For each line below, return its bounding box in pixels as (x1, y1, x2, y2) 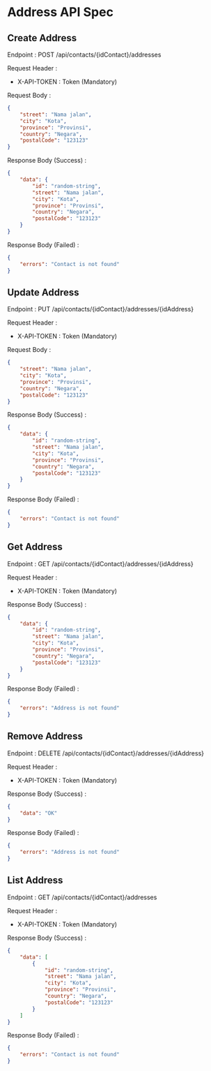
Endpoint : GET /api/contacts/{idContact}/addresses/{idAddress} (7, 559, 194, 568)
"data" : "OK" (19, 809, 58, 817)
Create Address (7, 32, 77, 44)
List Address (7, 874, 63, 887)
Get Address (7, 541, 63, 553)
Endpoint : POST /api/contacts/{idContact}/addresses (7, 50, 162, 59)
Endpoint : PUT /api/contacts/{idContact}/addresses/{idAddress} (7, 305, 194, 313)
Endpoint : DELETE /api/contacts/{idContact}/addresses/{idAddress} (7, 748, 204, 758)
